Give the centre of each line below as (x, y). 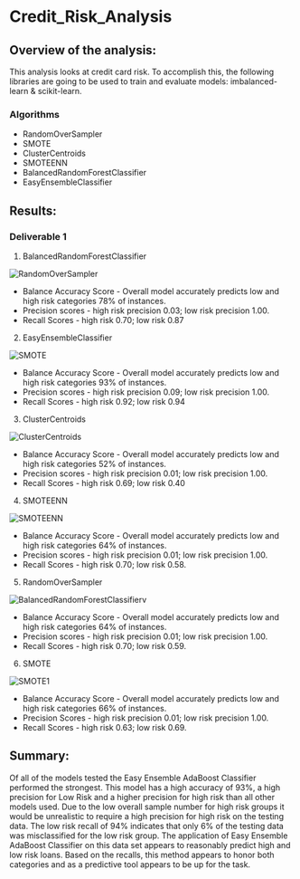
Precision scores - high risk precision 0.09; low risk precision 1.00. (146, 392)
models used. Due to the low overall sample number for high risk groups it (147, 807)
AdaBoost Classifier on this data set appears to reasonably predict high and (150, 845)
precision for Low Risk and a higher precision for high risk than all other (142, 797)
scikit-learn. (60, 91)
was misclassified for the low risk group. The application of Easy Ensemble (149, 836)
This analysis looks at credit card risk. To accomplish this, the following (142, 72)
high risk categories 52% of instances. (94, 463)
